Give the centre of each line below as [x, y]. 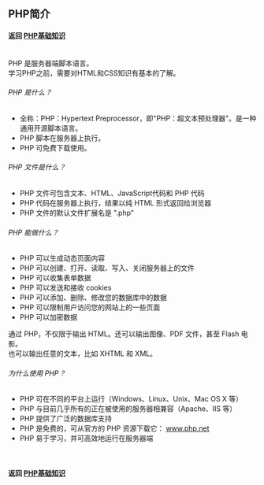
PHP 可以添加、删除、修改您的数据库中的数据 [93, 298]
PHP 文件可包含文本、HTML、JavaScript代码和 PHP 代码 [112, 193]
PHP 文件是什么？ [37, 167]
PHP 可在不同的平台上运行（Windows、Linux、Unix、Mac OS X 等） [131, 399]
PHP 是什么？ [30, 92]
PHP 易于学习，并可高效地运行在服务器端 [86, 439]
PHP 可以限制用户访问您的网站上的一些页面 [90, 307]
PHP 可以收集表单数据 [56, 278]
